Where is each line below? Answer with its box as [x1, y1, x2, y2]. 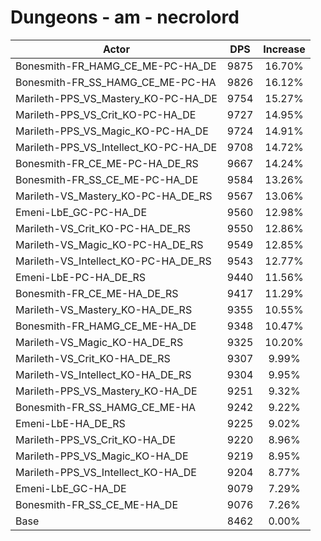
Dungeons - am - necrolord [10, 6, 240, 29]
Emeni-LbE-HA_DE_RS [15, 416, 126, 430]
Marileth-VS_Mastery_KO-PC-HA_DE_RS [15, 189, 213, 203]
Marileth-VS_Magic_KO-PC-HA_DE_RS [15, 237, 204, 251]
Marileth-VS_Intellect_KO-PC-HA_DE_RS [15, 254, 212, 268]
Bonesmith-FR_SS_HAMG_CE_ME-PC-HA [15, 75, 217, 89]
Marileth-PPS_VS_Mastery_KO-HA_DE [15, 384, 198, 398]
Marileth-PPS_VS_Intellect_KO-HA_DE [15, 465, 197, 479]
